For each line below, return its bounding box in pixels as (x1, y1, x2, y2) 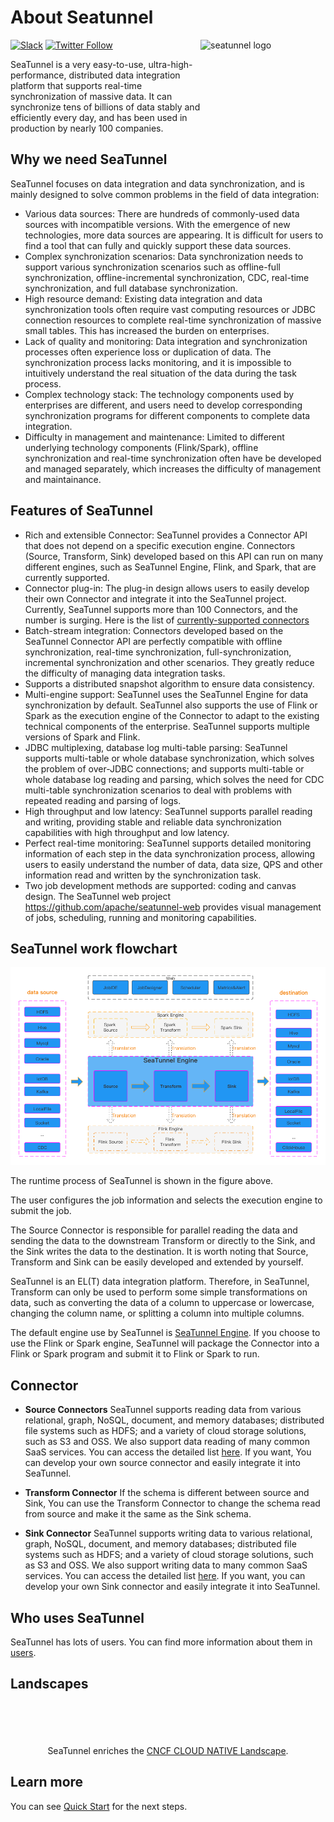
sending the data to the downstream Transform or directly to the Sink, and (10, 1235, 316, 1247)
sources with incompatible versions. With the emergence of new (24, 218, 291, 230)
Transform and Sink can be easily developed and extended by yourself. (10, 1256, 304, 1268)
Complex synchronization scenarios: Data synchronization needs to (24, 250, 304, 262)
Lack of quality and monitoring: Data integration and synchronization (24, 335, 308, 347)
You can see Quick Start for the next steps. (10, 1800, 188, 1812)
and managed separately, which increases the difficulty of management (24, 462, 322, 475)
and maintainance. (24, 473, 102, 485)
